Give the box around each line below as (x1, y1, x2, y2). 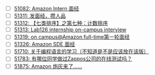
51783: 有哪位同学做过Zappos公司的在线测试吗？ (14, 55, 133, 62)
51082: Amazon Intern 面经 (14, 5, 80, 12)
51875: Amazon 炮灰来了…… (14, 63, 83, 70)
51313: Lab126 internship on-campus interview (14, 26, 127, 33)
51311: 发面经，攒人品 (14, 12, 66, 19)
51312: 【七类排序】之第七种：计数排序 (14, 20, 108, 27)
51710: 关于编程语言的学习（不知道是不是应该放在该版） (14, 48, 149, 55)
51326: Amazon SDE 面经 (14, 41, 75, 48)
